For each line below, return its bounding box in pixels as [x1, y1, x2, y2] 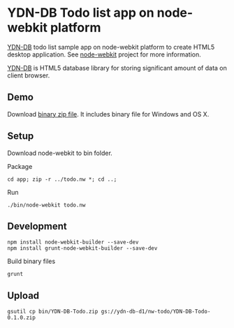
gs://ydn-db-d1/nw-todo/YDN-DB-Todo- [101, 308, 211, 315]
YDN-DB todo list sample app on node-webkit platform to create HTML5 [7, 43, 215, 51]
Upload [7, 290, 40, 301]
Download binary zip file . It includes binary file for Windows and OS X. [7, 110, 210, 118]
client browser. [7, 71, 50, 80]
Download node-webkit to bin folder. [7, 149, 113, 157]
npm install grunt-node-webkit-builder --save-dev [7, 245, 158, 252]
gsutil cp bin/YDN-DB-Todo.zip [7, 308, 98, 315]
